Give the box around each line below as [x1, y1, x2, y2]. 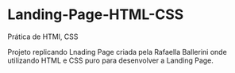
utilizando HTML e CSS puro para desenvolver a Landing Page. [7, 56, 214, 65]
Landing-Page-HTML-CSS [7, 6, 184, 24]
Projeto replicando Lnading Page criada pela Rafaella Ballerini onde [7, 47, 227, 56]
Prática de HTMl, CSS [7, 32, 79, 41]
